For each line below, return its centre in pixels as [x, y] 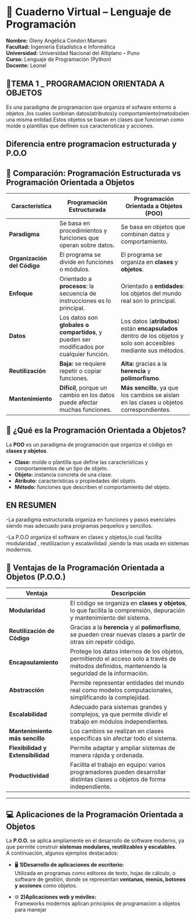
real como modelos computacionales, [121, 690]
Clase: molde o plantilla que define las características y [81, 462]
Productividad [29, 776]
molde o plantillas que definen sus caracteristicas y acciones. [80, 126]
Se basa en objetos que [153, 226]
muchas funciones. [85, 409]
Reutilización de [32, 631]
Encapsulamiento [34, 662]
